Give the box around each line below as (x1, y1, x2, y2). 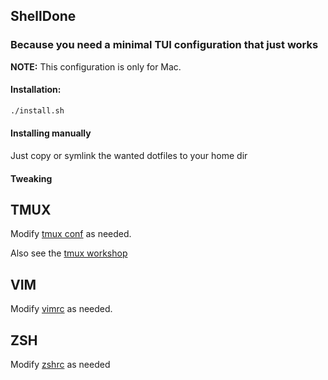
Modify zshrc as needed (10, 359, 111, 370)
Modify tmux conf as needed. (10, 228, 132, 240)
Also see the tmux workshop (10, 247, 128, 259)
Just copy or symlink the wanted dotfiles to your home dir (10, 149, 248, 161)
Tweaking (10, 172, 53, 184)
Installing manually (10, 127, 92, 139)
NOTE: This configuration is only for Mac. (10, 60, 182, 73)
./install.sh (10, 105, 65, 116)
